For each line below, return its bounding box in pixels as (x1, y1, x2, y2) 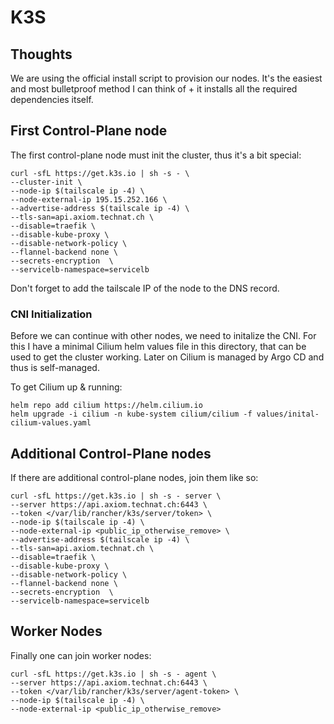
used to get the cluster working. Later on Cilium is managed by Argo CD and (10, 351, 325, 363)
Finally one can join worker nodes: (10, 649, 152, 661)
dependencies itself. (10, 94, 94, 105)
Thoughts (10, 46, 73, 63)
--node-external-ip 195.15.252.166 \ (10, 194, 168, 205)
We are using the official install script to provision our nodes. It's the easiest (10, 72, 323, 84)
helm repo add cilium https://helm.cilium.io (10, 401, 203, 411)
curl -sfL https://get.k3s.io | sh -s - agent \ (10, 669, 217, 679)
